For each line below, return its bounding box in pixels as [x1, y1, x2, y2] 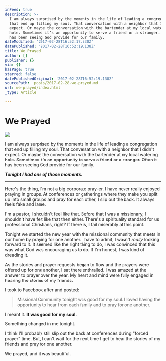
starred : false [5, 72, 37, 77]
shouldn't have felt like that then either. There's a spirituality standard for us [5, 216, 159, 222]
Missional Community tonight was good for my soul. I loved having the [17, 297, 161, 303]
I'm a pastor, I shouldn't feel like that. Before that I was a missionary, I [5, 211, 146, 217]
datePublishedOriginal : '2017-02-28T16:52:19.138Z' [5, 76, 114, 81]
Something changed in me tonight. [5, 321, 76, 327]
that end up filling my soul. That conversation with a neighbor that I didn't [5, 146, 154, 152]
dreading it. [5, 252, 29, 258]
